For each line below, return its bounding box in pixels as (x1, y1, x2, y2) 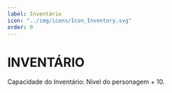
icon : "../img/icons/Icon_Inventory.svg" (7, 17, 132, 24)
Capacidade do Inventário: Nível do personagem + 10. (7, 77, 165, 86)
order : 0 (7, 23, 33, 31)
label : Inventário (7, 10, 62, 18)
